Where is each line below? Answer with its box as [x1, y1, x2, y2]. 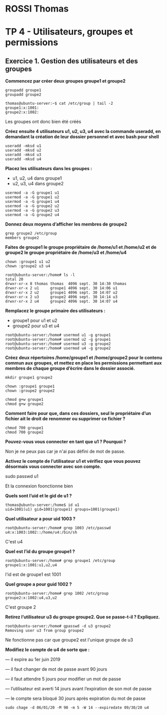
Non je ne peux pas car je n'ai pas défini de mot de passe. [5, 449, 125, 455]
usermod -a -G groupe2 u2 [5, 203, 59, 209]
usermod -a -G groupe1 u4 [5, 199, 59, 204]
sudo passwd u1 [5, 473, 39, 479]
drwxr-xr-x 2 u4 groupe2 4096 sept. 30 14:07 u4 [5, 299, 118, 304]
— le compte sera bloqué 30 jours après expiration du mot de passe [5, 695, 146, 701]
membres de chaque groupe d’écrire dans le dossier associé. [5, 366, 135, 372]
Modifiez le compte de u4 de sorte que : [5, 647, 90, 653]
